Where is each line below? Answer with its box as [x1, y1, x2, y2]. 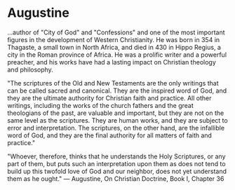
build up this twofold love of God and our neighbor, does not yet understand [7, 167, 227, 175]
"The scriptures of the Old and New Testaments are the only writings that [7, 79, 219, 87]
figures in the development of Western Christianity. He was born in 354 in [7, 35, 220, 43]
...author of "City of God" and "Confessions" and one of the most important [7, 28, 225, 36]
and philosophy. [7, 65, 54, 74]
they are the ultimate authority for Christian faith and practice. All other [7, 93, 212, 102]
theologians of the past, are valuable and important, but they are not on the [7, 109, 224, 117]
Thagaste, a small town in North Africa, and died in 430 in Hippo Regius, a [7, 43, 221, 51]
